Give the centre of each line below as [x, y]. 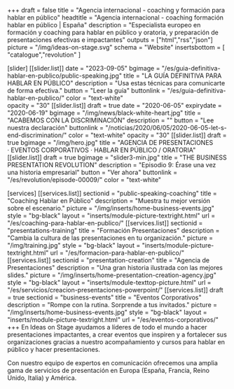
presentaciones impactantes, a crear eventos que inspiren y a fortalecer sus [117, 334]
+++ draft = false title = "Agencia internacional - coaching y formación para [116, 10]
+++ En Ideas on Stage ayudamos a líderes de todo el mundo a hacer [108, 327]
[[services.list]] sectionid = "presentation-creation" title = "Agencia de [109, 260]
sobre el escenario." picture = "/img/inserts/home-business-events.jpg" [111, 208]
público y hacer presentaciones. [54, 349]
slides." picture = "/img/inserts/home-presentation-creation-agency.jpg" [112, 275]
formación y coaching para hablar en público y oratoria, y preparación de [113, 32]
